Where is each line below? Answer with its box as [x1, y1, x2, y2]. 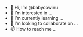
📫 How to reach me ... [10, 26, 57, 32]
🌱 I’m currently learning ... [10, 15, 64, 21]
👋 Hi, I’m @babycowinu [10, 5, 58, 10]
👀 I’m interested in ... [10, 10, 53, 16]
